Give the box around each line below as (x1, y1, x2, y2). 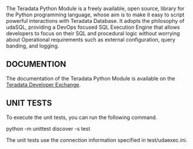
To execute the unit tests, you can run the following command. (6, 114, 158, 121)
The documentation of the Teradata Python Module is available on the (6, 74, 175, 82)
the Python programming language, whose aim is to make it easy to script (6, 11, 185, 18)
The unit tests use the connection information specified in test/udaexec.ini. (6, 136, 188, 143)
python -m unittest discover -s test (6, 125, 91, 132)
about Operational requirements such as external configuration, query (6, 36, 175, 43)
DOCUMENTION (6, 59, 66, 69)
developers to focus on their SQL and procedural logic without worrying (6, 30, 181, 37)
